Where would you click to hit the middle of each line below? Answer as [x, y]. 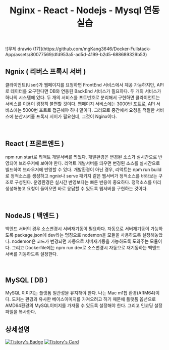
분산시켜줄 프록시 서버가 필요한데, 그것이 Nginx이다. [66, 116]
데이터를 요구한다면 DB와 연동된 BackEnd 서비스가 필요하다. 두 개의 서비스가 [86, 91]
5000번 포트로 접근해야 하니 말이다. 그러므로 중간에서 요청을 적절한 [89, 110]
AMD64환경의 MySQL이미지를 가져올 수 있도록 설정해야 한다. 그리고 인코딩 [79, 305]
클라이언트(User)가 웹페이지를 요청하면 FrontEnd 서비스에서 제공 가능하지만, [80, 84]
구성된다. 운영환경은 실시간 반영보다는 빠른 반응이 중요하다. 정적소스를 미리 [88, 182]
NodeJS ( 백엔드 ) [32, 215]
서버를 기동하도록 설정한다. [32, 254]
